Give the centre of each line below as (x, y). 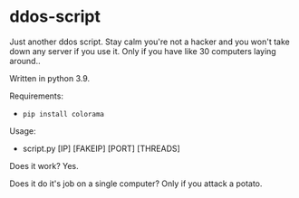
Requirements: (36, 96)
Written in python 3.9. (50, 78)
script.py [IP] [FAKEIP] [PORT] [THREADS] (101, 148)
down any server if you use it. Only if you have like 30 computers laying (143, 51)
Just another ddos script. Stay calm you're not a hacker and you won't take (149, 42)
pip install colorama (63, 114)
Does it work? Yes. (44, 165)
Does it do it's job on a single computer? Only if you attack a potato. (136, 184)
